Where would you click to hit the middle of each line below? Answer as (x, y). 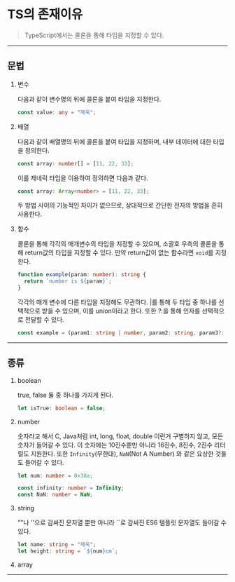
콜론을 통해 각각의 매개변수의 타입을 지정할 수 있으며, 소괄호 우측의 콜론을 (117, 244)
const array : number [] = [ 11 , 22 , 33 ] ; (76, 163)
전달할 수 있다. (44, 319)
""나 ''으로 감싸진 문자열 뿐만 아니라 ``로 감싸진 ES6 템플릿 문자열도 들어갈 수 (122, 522)
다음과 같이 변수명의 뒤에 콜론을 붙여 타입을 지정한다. (89, 99)
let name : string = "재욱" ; (57, 545)
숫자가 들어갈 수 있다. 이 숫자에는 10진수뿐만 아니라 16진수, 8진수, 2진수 (115, 445)
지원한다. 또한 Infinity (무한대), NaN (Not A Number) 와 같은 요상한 (122, 454)
